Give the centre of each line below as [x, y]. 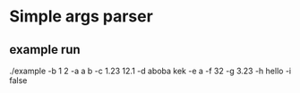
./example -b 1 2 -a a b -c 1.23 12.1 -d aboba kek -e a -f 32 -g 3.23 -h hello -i [150, 71]
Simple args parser [81, 17]
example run [45, 50]
